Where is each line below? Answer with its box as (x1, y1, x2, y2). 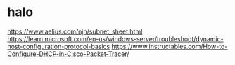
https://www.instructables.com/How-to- (111, 42, 228, 50)
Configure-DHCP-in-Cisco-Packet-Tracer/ (7, 50, 129, 58)
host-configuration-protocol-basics (7, 42, 110, 50)
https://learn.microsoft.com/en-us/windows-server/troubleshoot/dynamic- (7, 34, 224, 43)
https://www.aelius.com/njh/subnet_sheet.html (7, 27, 143, 36)
